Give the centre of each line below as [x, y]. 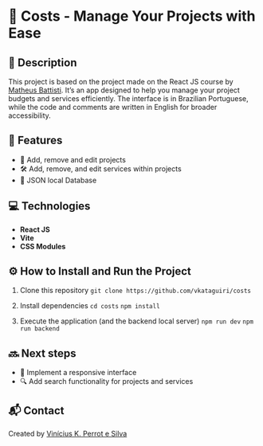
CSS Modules [43, 246]
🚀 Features [35, 141]
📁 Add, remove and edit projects [73, 159]
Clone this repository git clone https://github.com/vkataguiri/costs [135, 291]
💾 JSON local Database [58, 180]
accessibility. [30, 115]
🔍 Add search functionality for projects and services [106, 381]
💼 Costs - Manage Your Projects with [132, 16]
